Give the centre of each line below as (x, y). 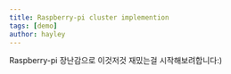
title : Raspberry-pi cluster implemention (89, 17)
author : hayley (37, 34)
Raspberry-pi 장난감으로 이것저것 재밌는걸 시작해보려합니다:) (116, 61)
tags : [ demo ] (33, 26)
